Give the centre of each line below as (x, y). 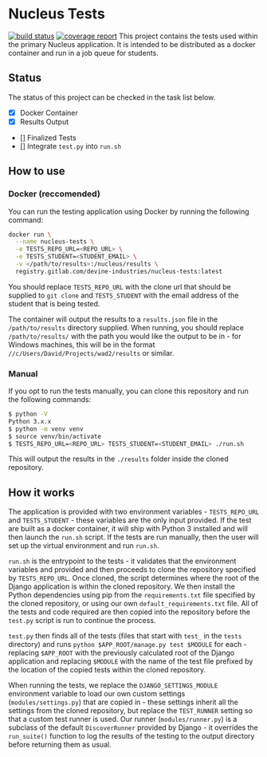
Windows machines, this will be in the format (82, 345)
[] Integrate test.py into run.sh (71, 146)
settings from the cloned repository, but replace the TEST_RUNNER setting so (131, 711)
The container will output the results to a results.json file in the (113, 319)
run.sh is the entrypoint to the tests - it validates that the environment (122, 561)
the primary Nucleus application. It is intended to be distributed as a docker (132, 44)
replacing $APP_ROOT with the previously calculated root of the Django (122, 653)
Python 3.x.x (30, 421)
